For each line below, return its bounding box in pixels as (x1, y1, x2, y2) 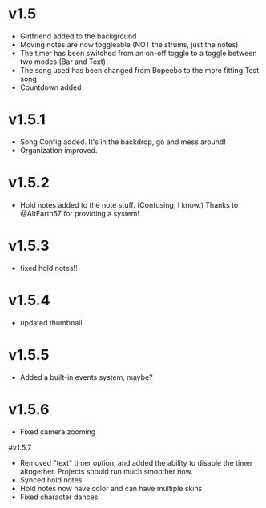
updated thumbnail (19, 317, 83, 327)
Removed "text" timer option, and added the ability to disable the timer (19, 458, 253, 467)
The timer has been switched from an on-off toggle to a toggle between (19, 48, 258, 58)
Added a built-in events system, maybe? (19, 372, 154, 381)
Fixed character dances (19, 492, 99, 502)
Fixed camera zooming (19, 426, 96, 437)
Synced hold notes (19, 474, 83, 485)
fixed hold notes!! (19, 263, 78, 272)
